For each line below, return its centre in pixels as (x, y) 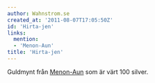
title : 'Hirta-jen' (35, 53)
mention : (26, 39)
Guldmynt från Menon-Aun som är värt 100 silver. (78, 72)
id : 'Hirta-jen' (31, 26)
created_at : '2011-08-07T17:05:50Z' (60, 20)
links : (17, 33)
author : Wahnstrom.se (39, 13)
